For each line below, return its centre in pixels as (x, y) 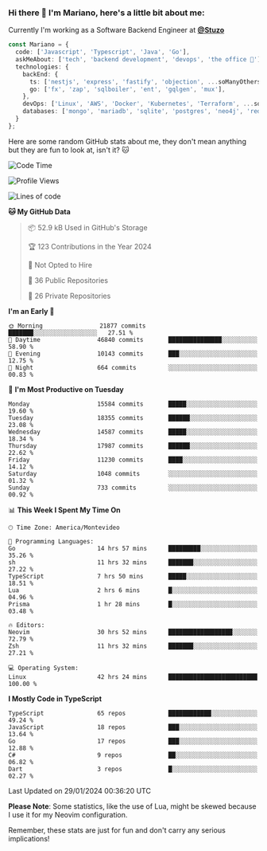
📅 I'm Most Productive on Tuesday (66, 389)
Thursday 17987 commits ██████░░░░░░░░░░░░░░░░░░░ (133, 445)
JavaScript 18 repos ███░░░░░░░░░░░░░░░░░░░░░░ (133, 727)
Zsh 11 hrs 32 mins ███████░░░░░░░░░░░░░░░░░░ (133, 646)
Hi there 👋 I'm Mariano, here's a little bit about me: (106, 13)
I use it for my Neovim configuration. (68, 814)
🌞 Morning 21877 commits (77, 326)
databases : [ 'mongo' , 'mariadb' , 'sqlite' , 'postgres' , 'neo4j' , (133, 112)
